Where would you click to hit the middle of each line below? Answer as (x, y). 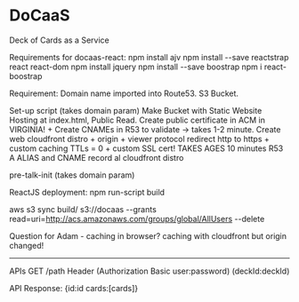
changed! (27, 245)
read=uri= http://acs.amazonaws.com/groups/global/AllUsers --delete (137, 219)
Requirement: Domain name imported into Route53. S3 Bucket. (124, 93)
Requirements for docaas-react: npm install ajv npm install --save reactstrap (149, 57)
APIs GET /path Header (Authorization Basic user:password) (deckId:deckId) (149, 271)
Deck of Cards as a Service (59, 40)
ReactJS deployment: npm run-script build (87, 192)
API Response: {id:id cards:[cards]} (74, 288)
